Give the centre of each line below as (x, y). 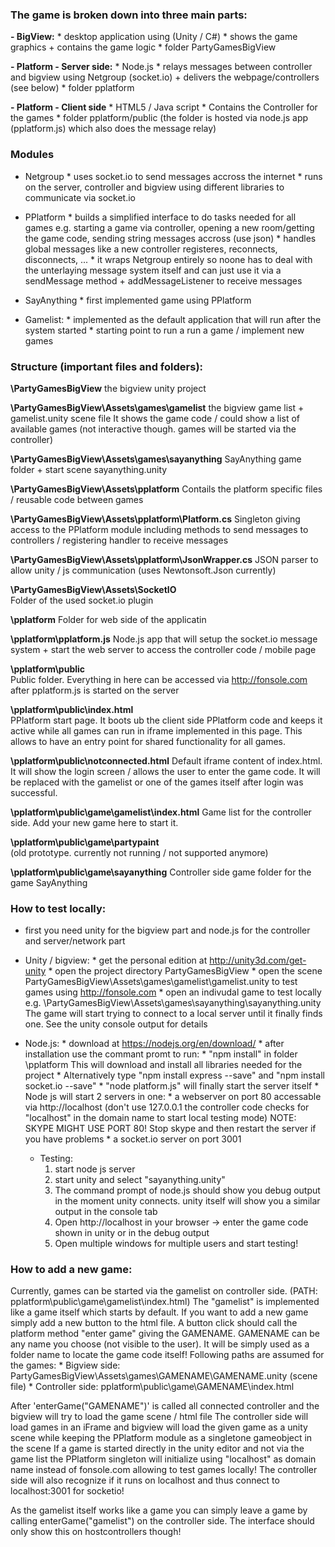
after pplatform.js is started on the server (95, 690)
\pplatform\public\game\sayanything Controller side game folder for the (161, 872)
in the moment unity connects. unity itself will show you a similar (187, 1201)
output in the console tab (106, 1212)
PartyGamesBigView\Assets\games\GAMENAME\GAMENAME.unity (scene (164, 1376)
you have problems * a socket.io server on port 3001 (133, 1139)
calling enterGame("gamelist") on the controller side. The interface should (162, 1521)
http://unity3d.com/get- (258, 960)
